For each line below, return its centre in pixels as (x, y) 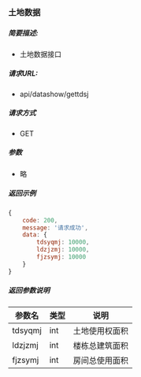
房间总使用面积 (100, 360)
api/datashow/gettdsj (54, 94)
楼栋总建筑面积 (100, 345)
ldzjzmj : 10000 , (63, 250)
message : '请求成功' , (56, 228)
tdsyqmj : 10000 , (63, 242)
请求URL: (23, 73)
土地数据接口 (40, 54)
